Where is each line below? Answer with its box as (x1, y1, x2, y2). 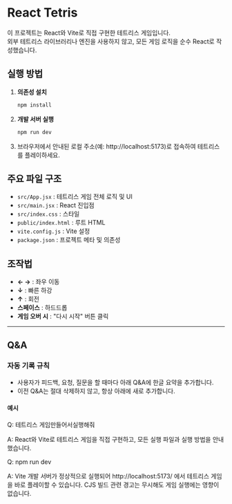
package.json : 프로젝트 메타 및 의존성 (17, 236, 121, 244)
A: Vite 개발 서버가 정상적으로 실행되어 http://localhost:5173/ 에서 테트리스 (7, 472, 209, 480)
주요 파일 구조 (7, 173, 62, 185)
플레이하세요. (24, 151, 60, 159)
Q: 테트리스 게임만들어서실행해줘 (7, 420, 95, 429)
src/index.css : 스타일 (17, 209, 80, 218)
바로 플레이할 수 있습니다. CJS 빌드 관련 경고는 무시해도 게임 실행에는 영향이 (14, 480, 220, 489)
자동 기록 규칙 (7, 361, 50, 371)
